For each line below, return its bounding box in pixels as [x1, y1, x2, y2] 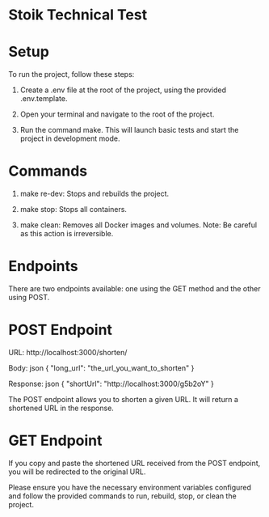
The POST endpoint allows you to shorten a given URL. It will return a [8, 394, 238, 404]
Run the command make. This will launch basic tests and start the [19, 125, 239, 135]
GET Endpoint [8, 431, 103, 450]
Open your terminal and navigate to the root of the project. [19, 109, 215, 119]
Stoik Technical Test [8, 6, 148, 24]
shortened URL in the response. [8, 403, 115, 413]
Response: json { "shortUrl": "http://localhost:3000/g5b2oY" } [8, 379, 214, 388]
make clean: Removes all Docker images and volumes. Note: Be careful [19, 220, 257, 230]
